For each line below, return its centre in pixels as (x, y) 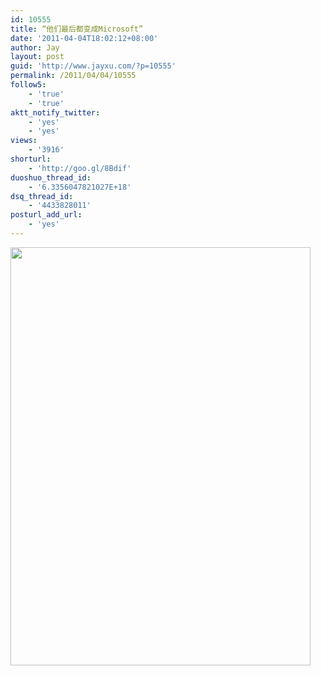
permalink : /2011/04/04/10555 (73, 76)
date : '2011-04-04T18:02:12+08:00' (84, 38)
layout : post (37, 57)
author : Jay (35, 47)
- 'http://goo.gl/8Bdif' (80, 168)
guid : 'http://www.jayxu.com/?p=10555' (93, 66)
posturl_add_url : (46, 215)
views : (24, 141)
